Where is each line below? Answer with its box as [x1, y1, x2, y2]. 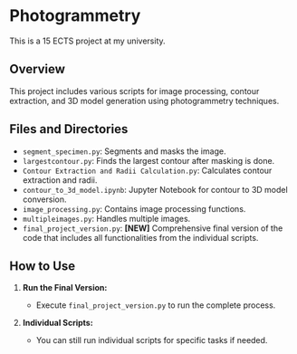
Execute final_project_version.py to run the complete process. [35, 300, 276, 311]
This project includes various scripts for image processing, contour [9, 85, 260, 96]
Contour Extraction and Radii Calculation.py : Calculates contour [22, 165, 273, 176]
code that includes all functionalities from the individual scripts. [22, 232, 259, 243]
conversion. [22, 194, 67, 205]
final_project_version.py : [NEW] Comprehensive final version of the [22, 223, 283, 234]
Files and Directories [9, 121, 129, 137]
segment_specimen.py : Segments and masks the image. [22, 146, 226, 157]
